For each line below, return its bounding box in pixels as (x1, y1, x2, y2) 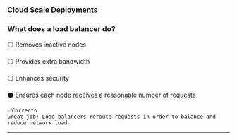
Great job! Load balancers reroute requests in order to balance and (7, 113, 217, 121)
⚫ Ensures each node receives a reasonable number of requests (7, 91, 196, 100)
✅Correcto (7, 107, 37, 115)
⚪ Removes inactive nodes (7, 40, 87, 49)
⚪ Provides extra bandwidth (7, 57, 90, 66)
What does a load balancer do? (7, 23, 116, 33)
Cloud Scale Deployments (7, 5, 98, 15)
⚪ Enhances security (7, 74, 69, 83)
